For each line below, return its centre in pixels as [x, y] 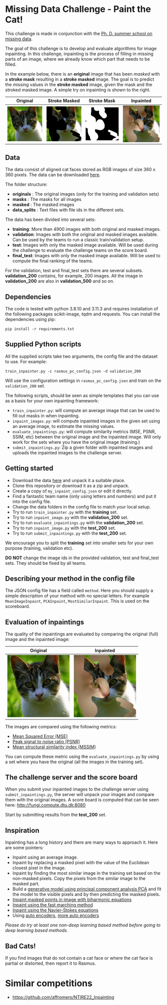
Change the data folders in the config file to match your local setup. [82, 506]
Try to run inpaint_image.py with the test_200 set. [64, 528]
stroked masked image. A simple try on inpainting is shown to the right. [78, 90]
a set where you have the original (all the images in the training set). [75, 762]
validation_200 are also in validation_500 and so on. [60, 281]
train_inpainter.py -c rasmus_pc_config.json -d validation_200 [73, 371]
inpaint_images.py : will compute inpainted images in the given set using [86, 421]
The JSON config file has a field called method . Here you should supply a [79, 591]
